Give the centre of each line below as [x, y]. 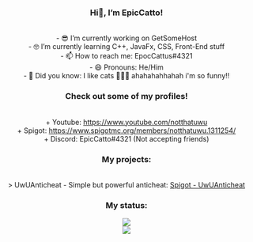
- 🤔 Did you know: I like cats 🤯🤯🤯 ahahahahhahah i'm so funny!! [126, 76]
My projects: [126, 159]
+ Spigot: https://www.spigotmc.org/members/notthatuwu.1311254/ [126, 130]
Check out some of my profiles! [126, 96]
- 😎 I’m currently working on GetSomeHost [126, 38]
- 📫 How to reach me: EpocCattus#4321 [126, 56]
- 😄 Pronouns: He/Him [126, 67]
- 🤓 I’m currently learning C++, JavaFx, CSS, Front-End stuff [126, 47]
